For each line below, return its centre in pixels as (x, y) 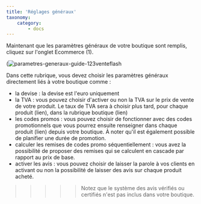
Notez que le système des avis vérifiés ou (133, 188)
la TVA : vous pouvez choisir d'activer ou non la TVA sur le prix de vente (104, 100)
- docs (36, 29)
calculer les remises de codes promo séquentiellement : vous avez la (100, 144)
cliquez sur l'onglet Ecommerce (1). (50, 52)
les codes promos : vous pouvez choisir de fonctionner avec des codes (104, 119)
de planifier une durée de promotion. (60, 138)
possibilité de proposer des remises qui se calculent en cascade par (100, 151)
